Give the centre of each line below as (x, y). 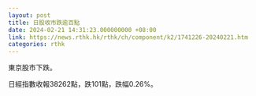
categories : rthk (37, 44)
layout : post (30, 15)
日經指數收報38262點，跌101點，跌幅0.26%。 (83, 84)
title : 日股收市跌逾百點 (44, 23)
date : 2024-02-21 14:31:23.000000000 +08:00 (82, 30)
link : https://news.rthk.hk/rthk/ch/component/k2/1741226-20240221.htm (128, 37)
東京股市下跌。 (32, 68)
